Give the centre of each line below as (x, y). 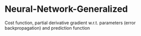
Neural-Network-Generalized (66, 9)
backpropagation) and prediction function (47, 28)
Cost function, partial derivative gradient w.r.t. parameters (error (70, 23)
